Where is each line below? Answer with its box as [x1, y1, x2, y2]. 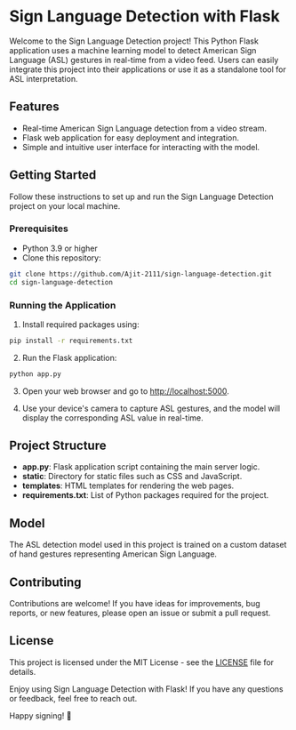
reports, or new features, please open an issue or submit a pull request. [9, 607, 271, 619]
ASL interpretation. [9, 73, 78, 84]
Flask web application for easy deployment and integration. [21, 132, 240, 143]
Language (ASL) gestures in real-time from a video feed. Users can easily [9, 54, 279, 65]
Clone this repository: [21, 252, 101, 263]
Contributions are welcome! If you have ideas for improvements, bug [9, 598, 260, 609]
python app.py [9, 369, 62, 379]
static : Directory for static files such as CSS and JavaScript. [21, 471, 243, 482]
